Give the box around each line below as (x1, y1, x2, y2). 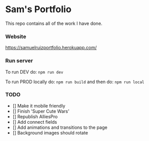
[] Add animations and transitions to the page (12, 124, 108, 130)
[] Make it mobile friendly (12, 102, 66, 109)
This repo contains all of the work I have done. (5, 20, 103, 26)
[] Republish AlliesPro (12, 113, 58, 120)
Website (5, 33, 26, 40)
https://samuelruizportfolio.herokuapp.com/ (5, 45, 97, 51)
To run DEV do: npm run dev (5, 68, 64, 75)
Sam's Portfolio (5, 4, 72, 15)
